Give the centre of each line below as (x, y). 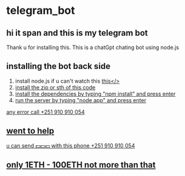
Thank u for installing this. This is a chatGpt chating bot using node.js (93, 47)
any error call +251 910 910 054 (45, 112)
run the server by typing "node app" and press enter (81, 100)
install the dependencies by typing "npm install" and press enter (95, 94)
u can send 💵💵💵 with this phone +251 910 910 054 (71, 145)
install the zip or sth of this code (55, 87)
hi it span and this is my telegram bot (77, 33)
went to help (30, 131)
